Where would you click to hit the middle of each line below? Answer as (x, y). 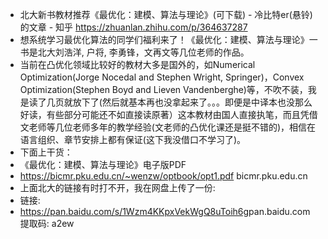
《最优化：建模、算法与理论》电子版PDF (103, 164)
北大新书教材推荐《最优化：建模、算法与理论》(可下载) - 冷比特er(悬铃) (166, 14)
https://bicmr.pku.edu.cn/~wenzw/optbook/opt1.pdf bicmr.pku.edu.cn (163, 176)
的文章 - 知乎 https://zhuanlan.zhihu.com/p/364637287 (133, 27)
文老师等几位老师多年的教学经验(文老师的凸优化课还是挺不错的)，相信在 (168, 127)
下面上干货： (46, 152)
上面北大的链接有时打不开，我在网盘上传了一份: (117, 187)
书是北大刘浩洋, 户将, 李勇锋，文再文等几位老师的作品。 (134, 52)
